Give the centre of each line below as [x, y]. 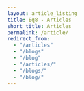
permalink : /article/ [38, 32]
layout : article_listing [42, 13]
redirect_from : [29, 39]
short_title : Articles [39, 26]
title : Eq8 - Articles [39, 20]
